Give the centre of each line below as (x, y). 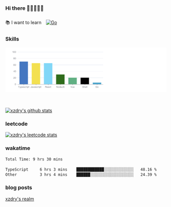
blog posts (19, 188)
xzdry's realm (20, 199)
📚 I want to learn (24, 23)
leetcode (17, 123)
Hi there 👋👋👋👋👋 (25, 8)
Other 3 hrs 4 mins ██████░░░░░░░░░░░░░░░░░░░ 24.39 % (81, 175)
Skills (12, 39)
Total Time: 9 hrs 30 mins (34, 159)
